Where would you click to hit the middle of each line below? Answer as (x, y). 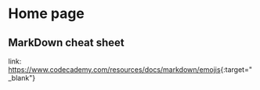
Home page (46, 14)
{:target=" (237, 70)
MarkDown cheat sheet (67, 43)
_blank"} (22, 78)
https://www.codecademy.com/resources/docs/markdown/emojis (114, 70)
